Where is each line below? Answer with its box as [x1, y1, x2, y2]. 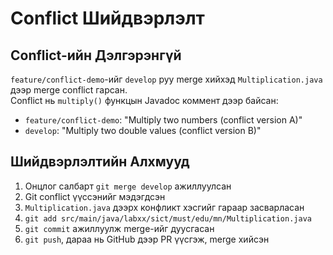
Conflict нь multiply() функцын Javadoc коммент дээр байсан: [10, 95, 279, 106]
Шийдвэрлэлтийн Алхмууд [10, 153, 190, 171]
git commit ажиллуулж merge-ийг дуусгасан [24, 222, 215, 234]
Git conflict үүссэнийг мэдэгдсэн [24, 190, 166, 202]
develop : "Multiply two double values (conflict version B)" [24, 125, 262, 136]
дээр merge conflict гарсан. [10, 84, 128, 96]
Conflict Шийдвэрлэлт [10, 7, 205, 30]
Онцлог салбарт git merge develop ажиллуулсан [24, 180, 232, 192]
